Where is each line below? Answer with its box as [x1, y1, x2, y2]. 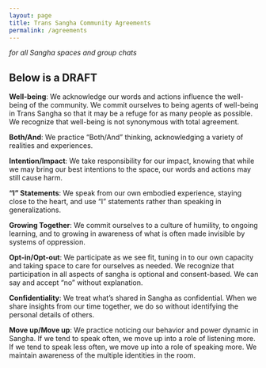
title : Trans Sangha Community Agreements [9, 19, 151, 27]
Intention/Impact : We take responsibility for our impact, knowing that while [9, 156, 255, 166]
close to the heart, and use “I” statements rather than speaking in [9, 197, 222, 207]
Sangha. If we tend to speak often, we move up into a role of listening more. [9, 334, 256, 343]
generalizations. [9, 205, 62, 214]
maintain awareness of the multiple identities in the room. [9, 351, 196, 360]
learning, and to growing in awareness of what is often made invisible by [9, 229, 245, 238]
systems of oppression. [9, 237, 85, 247]
